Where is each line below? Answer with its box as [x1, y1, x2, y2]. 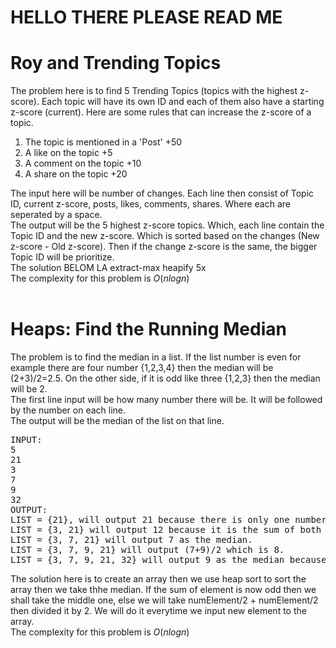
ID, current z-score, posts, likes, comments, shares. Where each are [10, 198, 291, 210]
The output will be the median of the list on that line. [10, 415, 225, 427]
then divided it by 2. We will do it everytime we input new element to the [10, 605, 307, 617]
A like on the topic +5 [24, 147, 113, 159]
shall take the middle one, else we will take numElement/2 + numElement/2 [10, 594, 319, 606]
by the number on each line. [10, 404, 127, 416]
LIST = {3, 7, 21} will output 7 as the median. [10, 534, 253, 546]
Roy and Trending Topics [10, 52, 222, 75]
